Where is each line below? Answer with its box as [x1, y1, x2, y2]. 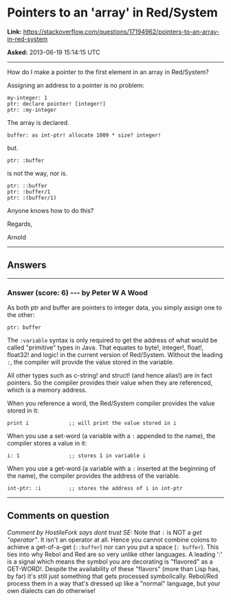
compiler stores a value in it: [7, 439, 87, 448]
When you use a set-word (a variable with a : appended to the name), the [7, 432, 216, 440]
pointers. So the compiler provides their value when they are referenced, [7, 379, 213, 387]
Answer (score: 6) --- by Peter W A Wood [7, 288, 148, 297]
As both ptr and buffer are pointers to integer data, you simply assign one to [7, 303, 222, 312]
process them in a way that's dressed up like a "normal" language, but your [7, 579, 221, 588]
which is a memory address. [7, 386, 87, 394]
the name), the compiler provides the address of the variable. [7, 472, 181, 480]
